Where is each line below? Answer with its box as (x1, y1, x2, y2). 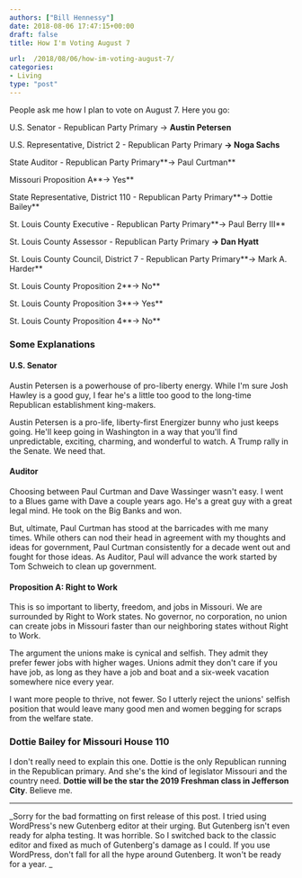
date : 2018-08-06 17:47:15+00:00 (9, 22, 135, 31)
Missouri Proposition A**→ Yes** (9, 174, 135, 185)
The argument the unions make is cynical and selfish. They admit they (9, 647, 269, 658)
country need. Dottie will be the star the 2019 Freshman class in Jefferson (9, 775, 289, 786)
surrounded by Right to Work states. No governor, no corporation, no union (9, 611, 288, 622)
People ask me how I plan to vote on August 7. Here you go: (9, 104, 230, 115)
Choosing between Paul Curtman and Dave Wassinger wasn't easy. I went (9, 486, 284, 497)
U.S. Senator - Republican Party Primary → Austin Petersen (9, 122, 232, 132)
